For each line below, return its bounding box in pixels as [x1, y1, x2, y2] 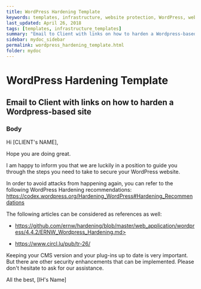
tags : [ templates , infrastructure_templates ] [6, 25, 121, 32]
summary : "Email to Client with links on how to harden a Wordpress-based [6, 31, 197, 37]
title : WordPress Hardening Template [6, 8, 100, 15]
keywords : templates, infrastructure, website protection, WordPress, [6, 14, 186, 20]
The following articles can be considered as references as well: [6, 210, 162, 218]
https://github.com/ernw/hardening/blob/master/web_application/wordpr [14, 222, 195, 229]
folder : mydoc [6, 48, 42, 54]
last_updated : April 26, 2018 [6, 20, 82, 26]
